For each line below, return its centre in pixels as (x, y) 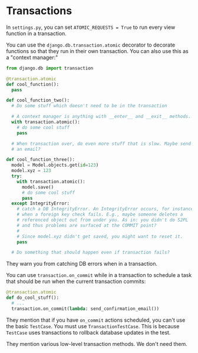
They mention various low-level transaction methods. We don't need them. (97, 344)
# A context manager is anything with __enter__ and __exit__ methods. (101, 117)
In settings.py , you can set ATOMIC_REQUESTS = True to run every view (91, 27)
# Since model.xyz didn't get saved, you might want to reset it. (100, 236)
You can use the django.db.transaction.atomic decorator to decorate (91, 45)
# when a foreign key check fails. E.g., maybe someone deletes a (100, 215)
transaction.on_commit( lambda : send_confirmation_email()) (85, 309)
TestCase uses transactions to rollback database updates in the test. (88, 332)
